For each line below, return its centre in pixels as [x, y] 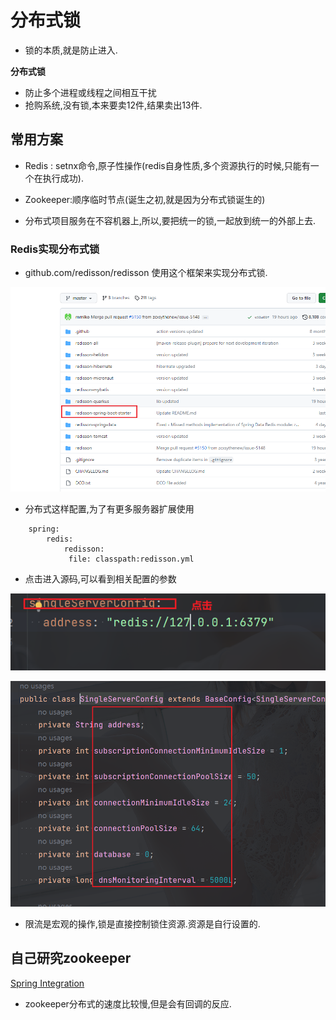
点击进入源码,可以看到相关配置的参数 [100, 578]
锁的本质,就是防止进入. [71, 50]
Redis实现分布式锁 [55, 249]
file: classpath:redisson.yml [131, 559]
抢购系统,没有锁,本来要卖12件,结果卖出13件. [113, 105]
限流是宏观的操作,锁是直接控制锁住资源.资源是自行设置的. [142, 923]
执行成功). [63, 178]
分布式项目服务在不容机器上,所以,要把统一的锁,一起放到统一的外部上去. [170, 220]
